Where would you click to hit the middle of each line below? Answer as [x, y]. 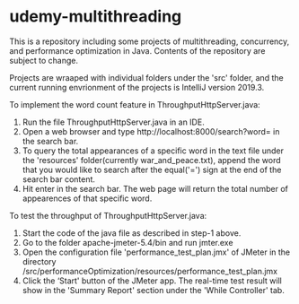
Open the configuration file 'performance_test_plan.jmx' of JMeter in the [156, 252]
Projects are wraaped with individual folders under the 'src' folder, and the [147, 77]
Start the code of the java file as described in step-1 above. [132, 233]
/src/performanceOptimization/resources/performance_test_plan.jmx [150, 271]
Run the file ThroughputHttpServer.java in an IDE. [113, 122]
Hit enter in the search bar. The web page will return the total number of [155, 188]
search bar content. [59, 179]
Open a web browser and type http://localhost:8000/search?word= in [151, 131]
